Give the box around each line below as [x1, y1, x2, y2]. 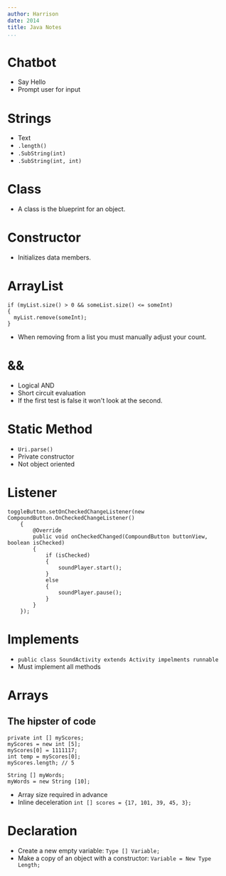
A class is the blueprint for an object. [17, 205, 126, 213]
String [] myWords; [7, 771, 65, 779]
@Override [33, 527, 62, 534]
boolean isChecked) [7, 539, 65, 546]
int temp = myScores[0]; [7, 753, 81, 760]
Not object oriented [17, 459, 75, 468]
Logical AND [17, 381, 55, 390]
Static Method [7, 421, 93, 437]
